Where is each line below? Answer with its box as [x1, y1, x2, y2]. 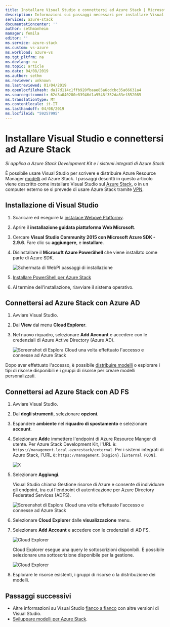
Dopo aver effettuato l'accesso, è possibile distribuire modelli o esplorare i [5, 362, 160, 368]
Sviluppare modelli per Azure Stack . [12, 616, 88, 622]
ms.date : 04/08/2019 [5, 69, 49, 74]
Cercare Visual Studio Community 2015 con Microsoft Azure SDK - [12, 234, 156, 240]
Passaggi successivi [5, 592, 72, 600]
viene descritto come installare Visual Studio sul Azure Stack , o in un [5, 181, 148, 187]
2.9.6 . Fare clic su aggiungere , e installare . [12, 239, 104, 246]
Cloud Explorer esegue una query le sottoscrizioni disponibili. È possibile [12, 546, 164, 553]
